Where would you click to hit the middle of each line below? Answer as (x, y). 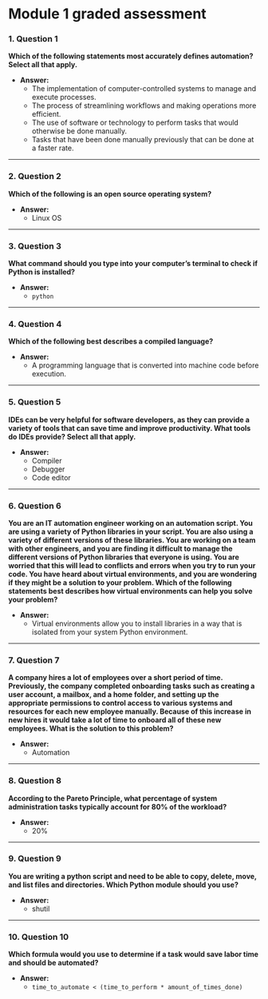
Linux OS (47, 217)
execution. (49, 374)
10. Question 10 (39, 937)
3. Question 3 (35, 246)
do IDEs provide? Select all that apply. (72, 436)
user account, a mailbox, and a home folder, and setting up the (114, 695)
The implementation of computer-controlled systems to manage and (144, 89)
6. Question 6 (35, 506)
